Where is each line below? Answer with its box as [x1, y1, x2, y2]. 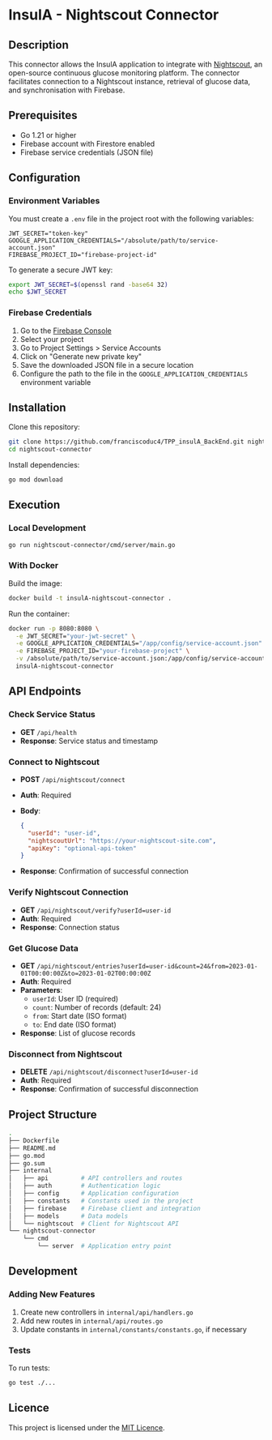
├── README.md [8, 1144, 57, 1152]
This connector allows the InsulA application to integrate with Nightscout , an [8, 59, 263, 69]
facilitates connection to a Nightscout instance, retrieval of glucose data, [8, 77, 251, 86]
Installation [8, 400, 66, 414]
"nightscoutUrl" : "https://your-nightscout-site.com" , [28, 836, 217, 844]
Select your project [19, 334, 84, 344]
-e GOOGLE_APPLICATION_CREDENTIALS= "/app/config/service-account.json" [15, 639, 263, 647]
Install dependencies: [8, 460, 80, 470]
